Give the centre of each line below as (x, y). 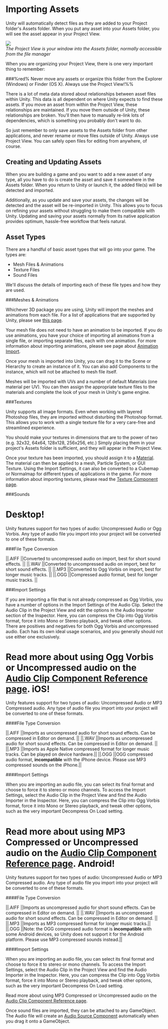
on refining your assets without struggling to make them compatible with (80, 211)
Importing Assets (42, 9)
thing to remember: (25, 69)
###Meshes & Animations (32, 299)
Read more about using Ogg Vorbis (80, 657)
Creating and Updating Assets (54, 162)
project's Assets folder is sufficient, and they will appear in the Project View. (84, 448)
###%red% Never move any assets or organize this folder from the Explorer (84, 78)
